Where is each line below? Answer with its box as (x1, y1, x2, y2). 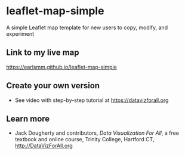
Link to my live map (6, 48, 79, 58)
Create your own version (6, 80, 100, 91)
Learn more (6, 113, 50, 123)
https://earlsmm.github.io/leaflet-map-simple (6, 63, 118, 70)
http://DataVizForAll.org (14, 142, 73, 150)
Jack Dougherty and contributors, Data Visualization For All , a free (14, 129, 179, 137)
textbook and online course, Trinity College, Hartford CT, (14, 136, 155, 143)
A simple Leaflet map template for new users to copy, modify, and (6, 24, 168, 31)
